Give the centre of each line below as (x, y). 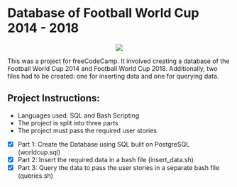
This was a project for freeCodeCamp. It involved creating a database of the (118, 61)
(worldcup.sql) (39, 152)
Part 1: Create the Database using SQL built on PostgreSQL (104, 144)
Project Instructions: (54, 98)
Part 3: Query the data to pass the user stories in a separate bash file (118, 167)
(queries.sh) (35, 176)
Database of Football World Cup (103, 13)
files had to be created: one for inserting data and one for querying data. (113, 76)
